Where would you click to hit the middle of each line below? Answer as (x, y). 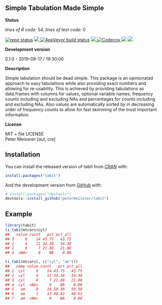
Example (19, 214)
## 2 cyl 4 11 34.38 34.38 (44, 275)
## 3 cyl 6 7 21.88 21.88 (44, 280)
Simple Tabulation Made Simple (55, 8)
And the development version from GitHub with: (53, 185)
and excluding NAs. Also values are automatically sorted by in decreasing (80, 104)
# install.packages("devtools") (38, 194)
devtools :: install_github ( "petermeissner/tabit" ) (57, 199)
